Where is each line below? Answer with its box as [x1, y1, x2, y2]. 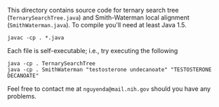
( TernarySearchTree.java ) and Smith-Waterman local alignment [7, 13, 190, 22]
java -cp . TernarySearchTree [7, 60, 96, 67]
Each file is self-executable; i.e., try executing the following [7, 47, 178, 55]
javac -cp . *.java [7, 34, 65, 41]
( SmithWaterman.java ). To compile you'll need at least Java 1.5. [7, 21, 187, 29]
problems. [7, 92, 36, 100]
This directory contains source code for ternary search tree [7, 6, 179, 14]
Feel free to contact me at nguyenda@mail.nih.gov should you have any [7, 85, 211, 93]
